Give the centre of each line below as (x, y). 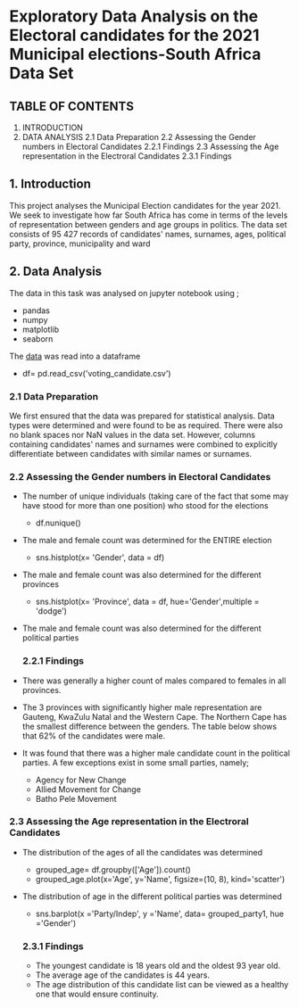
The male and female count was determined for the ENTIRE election (147, 541)
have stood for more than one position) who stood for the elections (145, 506)
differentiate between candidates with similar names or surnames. (131, 453)
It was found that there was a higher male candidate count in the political (156, 753)
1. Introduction (50, 184)
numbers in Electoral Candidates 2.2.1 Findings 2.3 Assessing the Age (150, 146)
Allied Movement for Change (88, 789)
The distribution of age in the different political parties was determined (152, 896)
